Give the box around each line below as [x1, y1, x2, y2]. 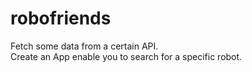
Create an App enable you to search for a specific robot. [10, 50, 243, 62]
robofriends [10, 7, 112, 30]
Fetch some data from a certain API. [10, 40, 159, 52]
